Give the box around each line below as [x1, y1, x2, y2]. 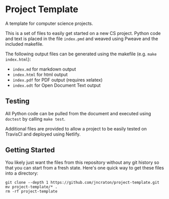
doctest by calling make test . [5, 116, 66, 122]
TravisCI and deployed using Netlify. [5, 131, 81, 137]
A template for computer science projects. [5, 20, 94, 26]
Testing [5, 97, 30, 106]
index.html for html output [12, 71, 68, 77]
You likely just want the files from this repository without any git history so [5, 159, 159, 165]
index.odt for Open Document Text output [12, 82, 101, 88]
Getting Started [5, 146, 55, 154]
